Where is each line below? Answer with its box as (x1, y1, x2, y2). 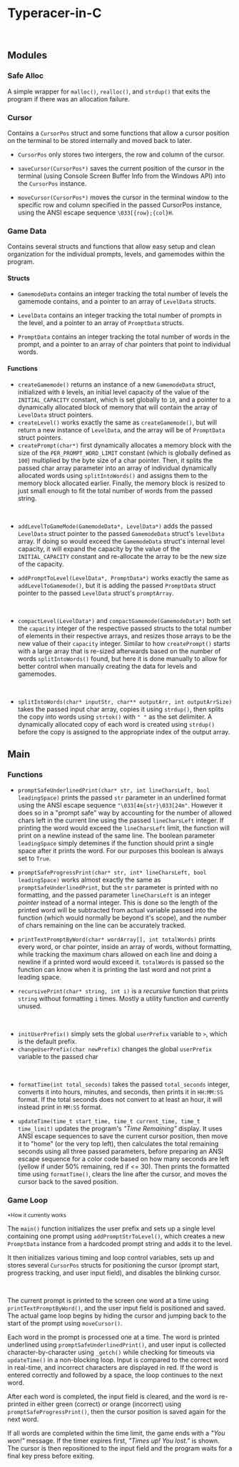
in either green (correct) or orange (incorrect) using (29, 1399, 182, 1408)
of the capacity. (17, 560, 64, 568)
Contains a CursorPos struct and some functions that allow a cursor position (7, 129, 230, 137)
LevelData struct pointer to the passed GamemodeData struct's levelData (17, 529, 225, 537)
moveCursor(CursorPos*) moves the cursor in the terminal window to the (17, 193, 228, 202)
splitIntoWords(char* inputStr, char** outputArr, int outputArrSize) (17, 698, 233, 705)
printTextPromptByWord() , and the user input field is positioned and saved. (7, 1303, 226, 1312)
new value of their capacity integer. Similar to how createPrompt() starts (17, 639, 230, 647)
